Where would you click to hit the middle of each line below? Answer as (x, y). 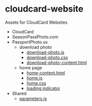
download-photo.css (47, 57)
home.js (34, 78)
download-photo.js (45, 52)
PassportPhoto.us (30, 42)
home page (31, 68)
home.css (36, 83)
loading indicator (43, 88)
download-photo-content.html (57, 62)
